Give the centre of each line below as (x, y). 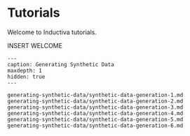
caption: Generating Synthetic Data (61, 64)
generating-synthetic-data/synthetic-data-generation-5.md (95, 119)
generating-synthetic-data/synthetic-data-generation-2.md (95, 101)
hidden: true (26, 77)
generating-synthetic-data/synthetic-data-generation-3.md (95, 107)
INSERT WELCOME (35, 45)
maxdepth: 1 (25, 70)
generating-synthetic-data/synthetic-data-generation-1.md (95, 95)
